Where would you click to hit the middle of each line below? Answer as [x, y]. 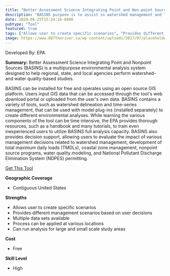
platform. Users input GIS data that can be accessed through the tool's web [84, 94]
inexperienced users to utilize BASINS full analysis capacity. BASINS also [81, 131]
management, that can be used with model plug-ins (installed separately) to [84, 110]
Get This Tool [19, 168]
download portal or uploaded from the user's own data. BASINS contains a [83, 99]
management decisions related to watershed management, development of [83, 142]
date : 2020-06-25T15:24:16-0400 [39, 19]
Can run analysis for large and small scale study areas [69, 229]
